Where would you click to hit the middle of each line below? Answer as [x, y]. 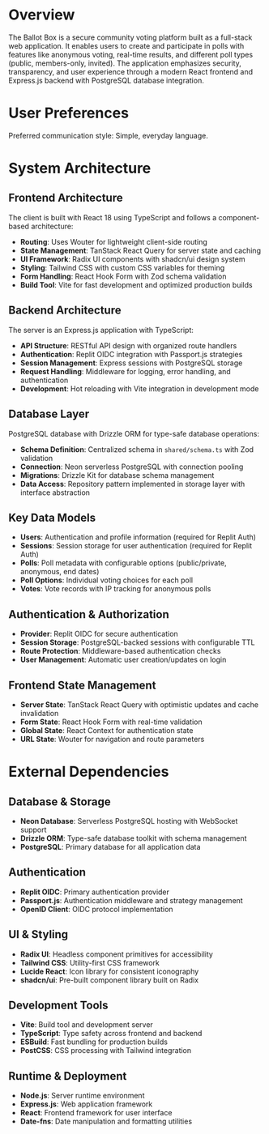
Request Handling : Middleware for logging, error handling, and [125, 371]
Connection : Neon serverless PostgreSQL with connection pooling [132, 467]
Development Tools [58, 1005]
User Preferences [69, 113]
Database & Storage [60, 801]
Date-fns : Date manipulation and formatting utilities [106, 1121]
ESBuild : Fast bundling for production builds [94, 1042]
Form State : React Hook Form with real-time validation [111, 722]
